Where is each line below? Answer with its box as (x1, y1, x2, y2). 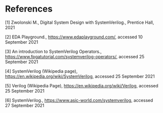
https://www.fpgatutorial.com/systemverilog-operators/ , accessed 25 (5, 53, 145, 59)
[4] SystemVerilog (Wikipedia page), (5, 68, 78, 74)
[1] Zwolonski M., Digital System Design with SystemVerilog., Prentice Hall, (5, 19, 154, 25)
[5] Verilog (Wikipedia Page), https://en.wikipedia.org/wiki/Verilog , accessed (5, 82, 159, 88)
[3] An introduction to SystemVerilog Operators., (5, 48, 102, 54)
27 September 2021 (5, 102, 45, 108)
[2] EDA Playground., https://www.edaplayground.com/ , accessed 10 (5, 34, 143, 40)
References (5, 3, 53, 15)
